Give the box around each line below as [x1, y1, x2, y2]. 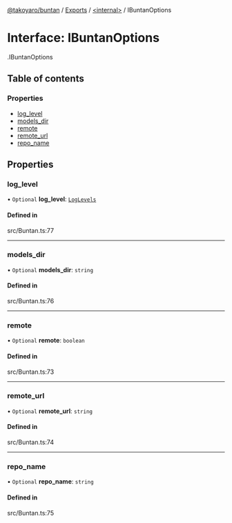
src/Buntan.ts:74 [7, 438, 55, 446]
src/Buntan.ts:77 [7, 226, 54, 234]
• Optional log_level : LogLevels [7, 195, 97, 203]
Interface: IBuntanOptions [7, 30, 160, 46]
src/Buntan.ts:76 [7, 297, 55, 305]
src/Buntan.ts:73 [7, 368, 55, 376]
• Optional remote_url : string [7, 407, 93, 415]
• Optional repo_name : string [7, 477, 95, 486]
